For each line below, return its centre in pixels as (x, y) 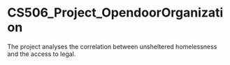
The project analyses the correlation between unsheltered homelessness (112, 46)
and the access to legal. (42, 54)
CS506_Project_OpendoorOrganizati (115, 13)
